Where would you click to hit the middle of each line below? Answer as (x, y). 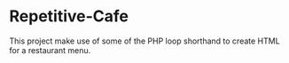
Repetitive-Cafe (69, 16)
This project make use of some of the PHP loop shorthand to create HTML (145, 41)
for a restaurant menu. (50, 50)
